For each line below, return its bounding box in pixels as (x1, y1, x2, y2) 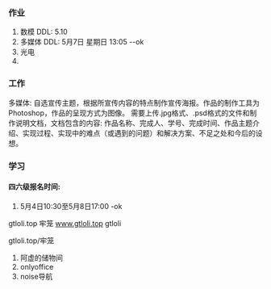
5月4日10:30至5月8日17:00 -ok (19, 201, 123, 211)
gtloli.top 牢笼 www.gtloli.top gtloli (8, 218, 122, 228)
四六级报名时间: (8, 182, 60, 191)
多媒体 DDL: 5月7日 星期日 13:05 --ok (19, 37, 144, 47)
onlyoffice (19, 262, 54, 271)
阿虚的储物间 (19, 253, 63, 262)
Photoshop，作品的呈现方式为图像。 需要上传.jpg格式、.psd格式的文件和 (8, 107, 250, 118)
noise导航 (19, 271, 53, 281)
